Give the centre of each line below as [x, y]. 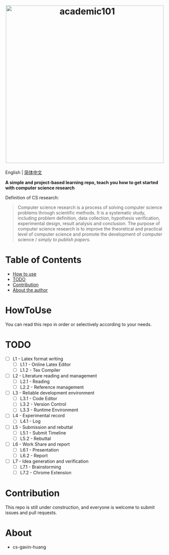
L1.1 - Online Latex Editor [45, 364]
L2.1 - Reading [35, 381]
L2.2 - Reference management [52, 387]
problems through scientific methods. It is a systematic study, [81, 212]
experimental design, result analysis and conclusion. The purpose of [89, 223]
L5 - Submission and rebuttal [43, 427]
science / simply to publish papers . [54, 239]
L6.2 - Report [34, 455]
